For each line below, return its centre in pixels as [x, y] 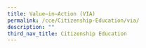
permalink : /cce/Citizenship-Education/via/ [73, 20]
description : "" [31, 27]
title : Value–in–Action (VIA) [52, 14]
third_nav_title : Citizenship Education [67, 34]
